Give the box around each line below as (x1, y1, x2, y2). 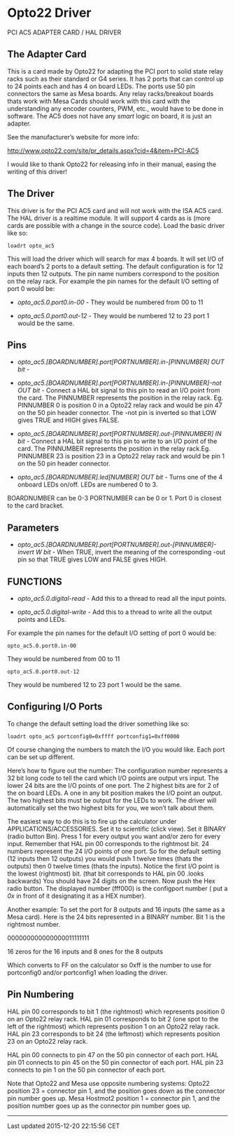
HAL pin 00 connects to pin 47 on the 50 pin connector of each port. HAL (7, 1050, 219, 1059)
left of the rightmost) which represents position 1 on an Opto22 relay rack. (7, 1022, 220, 1030)
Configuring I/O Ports (7, 701, 103, 713)
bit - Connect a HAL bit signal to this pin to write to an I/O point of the (17, 437, 218, 446)
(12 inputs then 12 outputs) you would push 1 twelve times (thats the (7, 854, 203, 863)
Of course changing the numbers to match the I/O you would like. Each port (7, 745, 225, 754)
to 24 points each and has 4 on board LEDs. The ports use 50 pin (7, 82, 196, 90)
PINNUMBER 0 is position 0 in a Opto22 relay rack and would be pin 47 (17, 401, 222, 409)
